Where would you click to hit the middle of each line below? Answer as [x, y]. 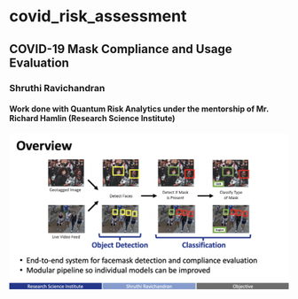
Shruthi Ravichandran [57, 88]
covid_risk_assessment [98, 16]
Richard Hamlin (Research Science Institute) [92, 119]
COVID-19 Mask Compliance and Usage [121, 49]
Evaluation [39, 62]
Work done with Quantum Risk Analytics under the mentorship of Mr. [139, 109]
